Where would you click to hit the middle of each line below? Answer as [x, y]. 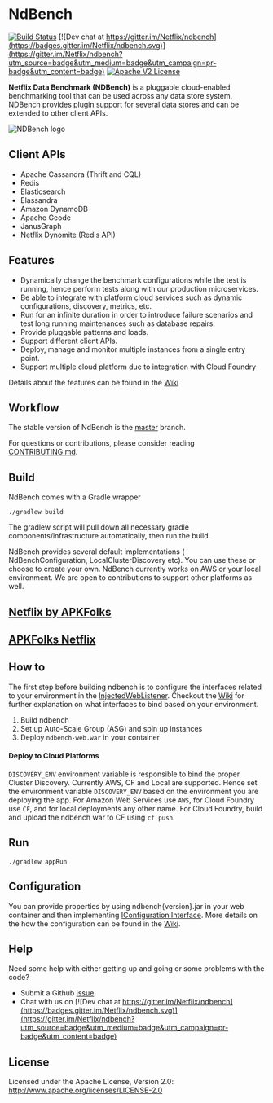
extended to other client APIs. [58, 113]
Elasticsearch [43, 191]
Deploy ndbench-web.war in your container [90, 737]
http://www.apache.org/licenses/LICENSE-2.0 [86, 1090]
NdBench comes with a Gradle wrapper [75, 497]
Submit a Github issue [57, 993]
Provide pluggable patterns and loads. [84, 332]
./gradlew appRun [38, 861]
